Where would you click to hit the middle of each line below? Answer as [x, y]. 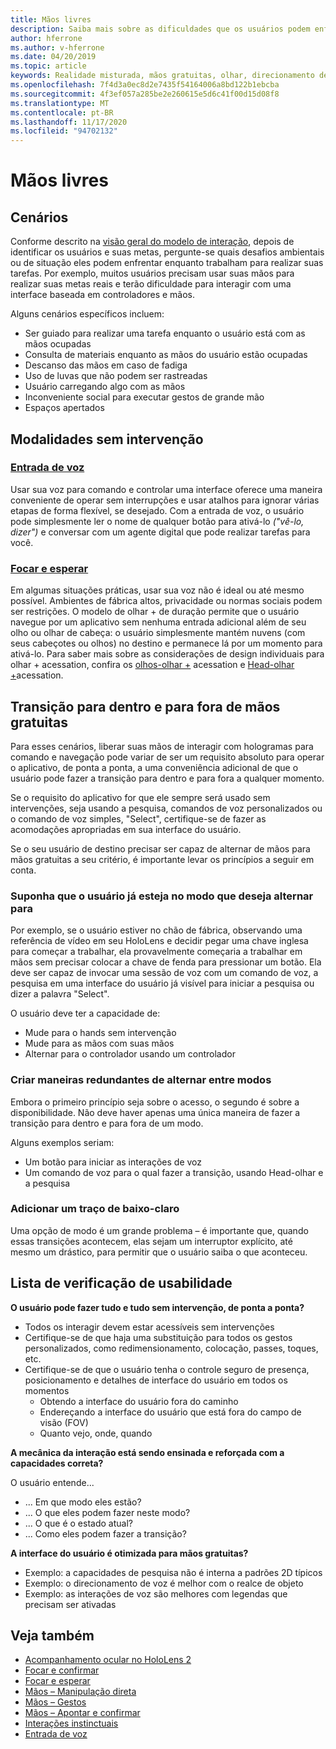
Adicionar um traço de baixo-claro [95, 1209]
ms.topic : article [48, 66]
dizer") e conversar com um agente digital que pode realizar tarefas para [160, 532]
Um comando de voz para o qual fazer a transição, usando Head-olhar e [174, 1172]
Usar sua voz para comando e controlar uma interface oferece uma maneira [166, 489]
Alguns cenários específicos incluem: [87, 314]
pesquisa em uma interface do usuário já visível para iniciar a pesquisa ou [162, 983]
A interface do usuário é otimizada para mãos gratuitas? [129, 1553]
